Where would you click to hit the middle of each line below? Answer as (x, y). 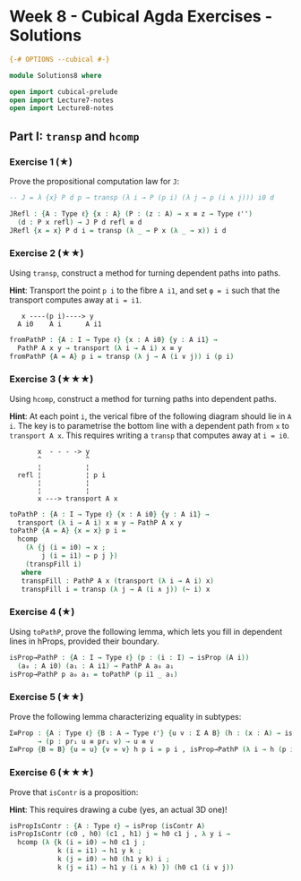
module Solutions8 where (56, 75)
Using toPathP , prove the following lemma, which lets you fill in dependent (146, 631)
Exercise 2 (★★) (47, 253)
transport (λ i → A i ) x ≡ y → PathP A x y (99, 522)
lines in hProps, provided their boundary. (84, 641)
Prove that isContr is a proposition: (74, 792)
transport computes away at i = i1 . (75, 299)
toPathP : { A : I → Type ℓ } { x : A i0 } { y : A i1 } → (109, 514)
